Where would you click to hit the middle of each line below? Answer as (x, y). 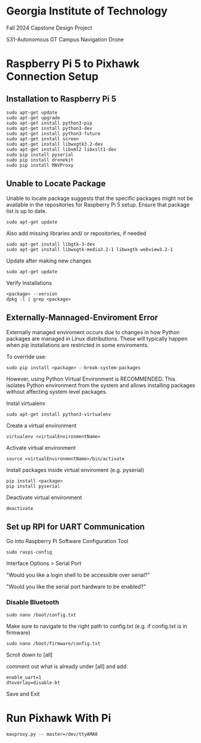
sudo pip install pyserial (40, 155)
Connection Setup (52, 77)
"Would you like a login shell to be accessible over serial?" (78, 575)
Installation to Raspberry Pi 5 (61, 98)
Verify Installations (29, 283)
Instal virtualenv (26, 403)
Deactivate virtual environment (44, 497)
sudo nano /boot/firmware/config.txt (53, 643)
